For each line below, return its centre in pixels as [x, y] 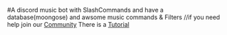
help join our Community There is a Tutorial [68, 24]
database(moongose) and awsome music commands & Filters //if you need [113, 17]
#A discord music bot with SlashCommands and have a [85, 10]
